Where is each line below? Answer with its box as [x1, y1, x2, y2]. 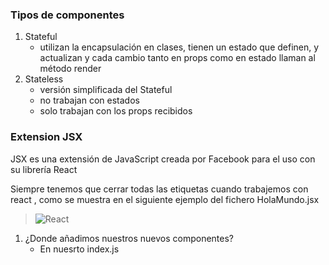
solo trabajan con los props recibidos [39, 105, 193, 117]
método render [39, 63, 102, 75]
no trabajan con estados [39, 94, 140, 107]
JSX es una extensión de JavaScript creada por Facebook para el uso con [10, 153, 316, 165]
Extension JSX [10, 130, 83, 144]
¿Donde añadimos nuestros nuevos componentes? [24, 232, 235, 244]
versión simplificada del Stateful [39, 84, 173, 96]
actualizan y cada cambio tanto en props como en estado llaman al [39, 52, 316, 64]
